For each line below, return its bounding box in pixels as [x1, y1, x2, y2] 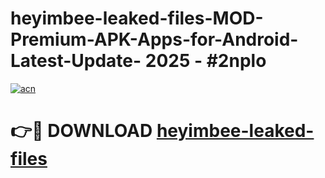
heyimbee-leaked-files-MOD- [10, 7, 264, 30]
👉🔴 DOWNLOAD [10, 120, 153, 142]
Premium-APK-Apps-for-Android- [10, 28, 299, 51]
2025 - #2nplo [144, 50, 267, 72]
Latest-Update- [10, 50, 142, 72]
